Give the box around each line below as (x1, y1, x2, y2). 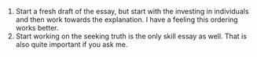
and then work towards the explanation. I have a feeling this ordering (15, 15, 238, 24)
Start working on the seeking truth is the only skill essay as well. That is (15, 31, 248, 41)
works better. (15, 23, 59, 32)
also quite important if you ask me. (15, 40, 128, 49)
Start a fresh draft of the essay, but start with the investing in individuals (15, 7, 249, 16)
